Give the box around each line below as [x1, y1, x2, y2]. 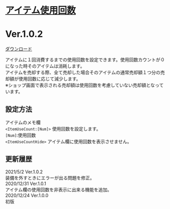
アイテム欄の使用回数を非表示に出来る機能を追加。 [5, 187, 112, 193]
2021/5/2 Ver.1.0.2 [5, 169, 43, 175]
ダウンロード [5, 46, 32, 52]
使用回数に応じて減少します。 [18, 76, 81, 82]
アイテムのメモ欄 [5, 119, 41, 125]
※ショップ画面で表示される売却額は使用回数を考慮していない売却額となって [5, 82, 164, 88]
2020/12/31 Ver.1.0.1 [5, 180, 47, 187]
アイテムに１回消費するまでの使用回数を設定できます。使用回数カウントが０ [5, 57, 165, 63]
